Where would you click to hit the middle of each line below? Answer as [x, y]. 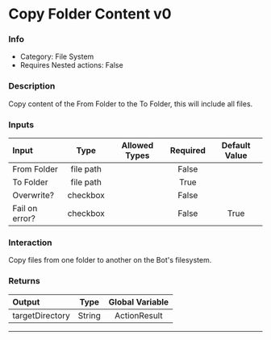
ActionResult [138, 315]
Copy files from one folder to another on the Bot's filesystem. [110, 260]
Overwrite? [33, 196]
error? [24, 218]
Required [188, 151]
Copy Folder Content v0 [90, 14]
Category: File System [57, 56]
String [89, 315]
